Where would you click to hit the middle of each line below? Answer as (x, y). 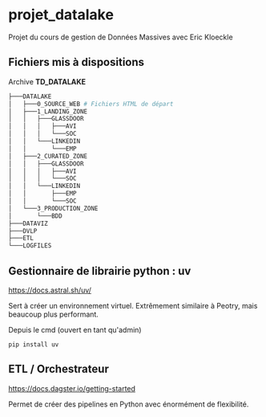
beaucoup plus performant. (53, 314)
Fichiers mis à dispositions (77, 62)
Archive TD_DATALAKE (47, 81)
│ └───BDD (35, 216)
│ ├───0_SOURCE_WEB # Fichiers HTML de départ (91, 104)
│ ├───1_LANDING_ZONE (48, 111)
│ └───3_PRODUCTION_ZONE (53, 208)
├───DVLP (23, 231)
